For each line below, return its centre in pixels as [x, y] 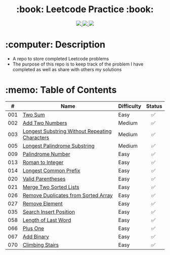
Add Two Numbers [45, 123]
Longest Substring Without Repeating [67, 131]
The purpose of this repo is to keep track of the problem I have [78, 64]
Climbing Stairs [41, 245]
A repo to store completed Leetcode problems [61, 58]
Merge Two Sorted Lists [51, 187]
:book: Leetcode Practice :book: [85, 9]
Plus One [33, 228]
